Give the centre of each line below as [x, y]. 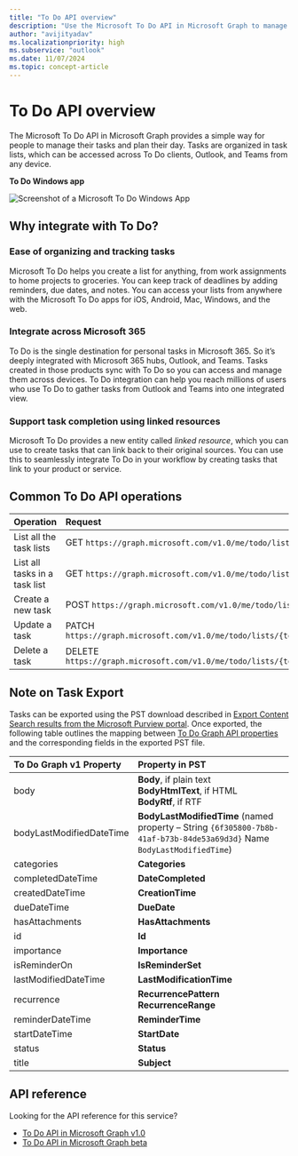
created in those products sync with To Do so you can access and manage [145, 370]
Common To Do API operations [96, 497]
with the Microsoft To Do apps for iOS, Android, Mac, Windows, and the [140, 299]
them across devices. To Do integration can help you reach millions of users [148, 379]
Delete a [31, 650]
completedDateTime [56, 878]
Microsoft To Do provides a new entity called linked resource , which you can [149, 441]
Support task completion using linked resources [115, 421]
